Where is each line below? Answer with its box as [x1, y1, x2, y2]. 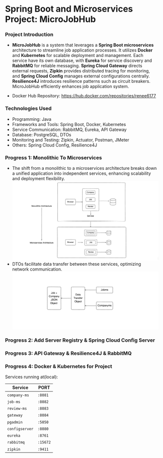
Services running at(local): [5, 374, 58, 380]
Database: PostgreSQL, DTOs [12, 131, 72, 137]
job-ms [7, 399, 20, 404]
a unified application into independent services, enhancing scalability [12, 170, 151, 176]
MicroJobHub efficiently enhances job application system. [12, 84, 129, 90]
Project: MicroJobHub [5, 14, 96, 25]
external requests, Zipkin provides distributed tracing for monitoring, [12, 68, 150, 74]
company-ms [7, 393, 29, 398]
